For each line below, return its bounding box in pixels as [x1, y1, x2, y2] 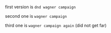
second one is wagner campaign [5, 13, 67, 19]
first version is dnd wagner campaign [5, 4, 76, 10]
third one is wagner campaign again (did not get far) [5, 22, 107, 28]
